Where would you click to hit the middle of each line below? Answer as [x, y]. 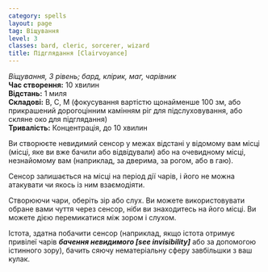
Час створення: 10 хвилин [54, 85]
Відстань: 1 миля [38, 93]
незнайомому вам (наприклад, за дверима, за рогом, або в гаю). [121, 161]
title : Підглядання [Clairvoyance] [68, 53]
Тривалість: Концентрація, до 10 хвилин [78, 128]
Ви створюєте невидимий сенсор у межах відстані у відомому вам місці [134, 143]
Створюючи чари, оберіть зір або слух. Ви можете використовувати [127, 200]
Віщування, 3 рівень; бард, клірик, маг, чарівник [92, 76]
